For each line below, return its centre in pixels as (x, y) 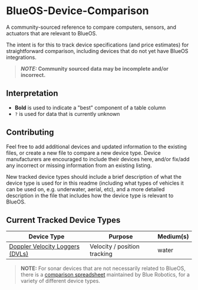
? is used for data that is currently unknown (67, 114)
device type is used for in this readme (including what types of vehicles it (95, 183)
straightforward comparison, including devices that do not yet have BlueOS (97, 51)
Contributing (30, 133)
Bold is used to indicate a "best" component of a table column (90, 108)
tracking (101, 254)
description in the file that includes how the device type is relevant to (90, 195)
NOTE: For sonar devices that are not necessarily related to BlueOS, (103, 268)
